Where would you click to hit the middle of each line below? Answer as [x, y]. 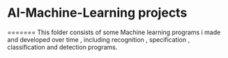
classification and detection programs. [62, 47]
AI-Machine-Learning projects [97, 13]
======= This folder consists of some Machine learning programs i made [114, 32]
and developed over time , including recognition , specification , [99, 39]
